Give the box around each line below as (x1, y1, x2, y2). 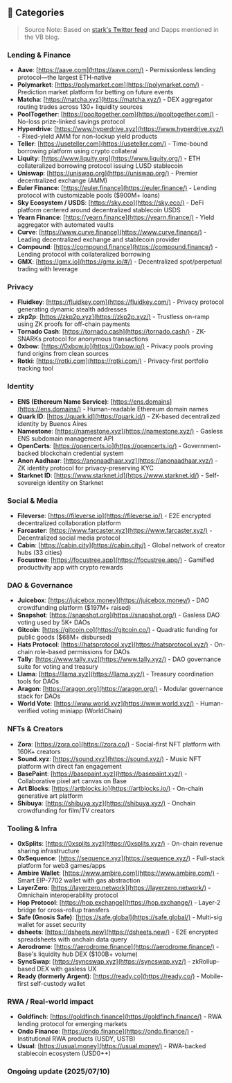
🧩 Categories (7, 7, 64, 19)
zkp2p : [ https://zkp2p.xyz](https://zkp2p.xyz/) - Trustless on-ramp (17, 313, 210, 321)
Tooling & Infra (7, 824, 57, 833)
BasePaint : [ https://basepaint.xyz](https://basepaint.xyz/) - (17, 769, 188, 778)
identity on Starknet (47, 478, 104, 486)
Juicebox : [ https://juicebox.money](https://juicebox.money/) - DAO (17, 596, 210, 604)
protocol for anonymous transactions (42, 334, 149, 343)
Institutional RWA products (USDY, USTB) (17, 1034, 136, 1043)
